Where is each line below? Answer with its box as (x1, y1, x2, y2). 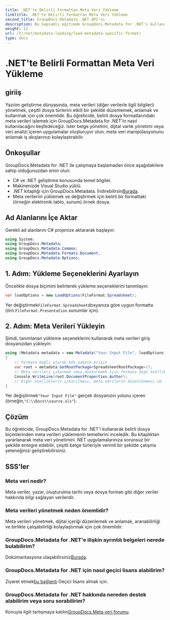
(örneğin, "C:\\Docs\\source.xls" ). (5, 398, 77, 404)
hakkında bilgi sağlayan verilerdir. (5, 494, 75, 500)
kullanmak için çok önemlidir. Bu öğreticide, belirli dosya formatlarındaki (5, 112, 155, 118)
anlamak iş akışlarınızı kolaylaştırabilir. (5, 134, 84, 140)
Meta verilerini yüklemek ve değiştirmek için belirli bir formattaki (12, 193, 147, 199)
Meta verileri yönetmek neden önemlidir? (5, 507, 109, 514)
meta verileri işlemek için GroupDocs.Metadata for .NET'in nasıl (5, 117, 138, 124)
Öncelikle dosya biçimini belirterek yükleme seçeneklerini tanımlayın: (5, 283, 149, 289)
